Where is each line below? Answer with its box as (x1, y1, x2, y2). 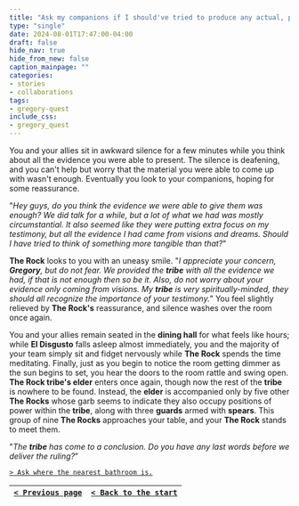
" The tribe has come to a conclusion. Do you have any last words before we (9, 442, 290, 452)
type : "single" (9, 21, 66, 30)
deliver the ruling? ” (9, 451, 78, 461)
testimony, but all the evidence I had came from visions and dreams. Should (9, 229, 289, 239)
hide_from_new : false (9, 54, 90, 63)
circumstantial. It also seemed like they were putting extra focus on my (9, 219, 270, 230)
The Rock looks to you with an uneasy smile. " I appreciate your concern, (9, 256, 277, 265)
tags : (9, 95, 29, 105)
